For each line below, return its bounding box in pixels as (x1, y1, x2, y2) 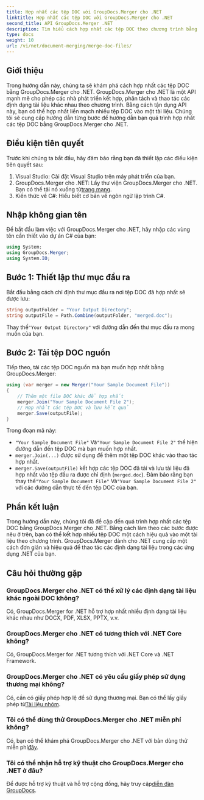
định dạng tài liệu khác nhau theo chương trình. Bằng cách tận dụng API (6, 101, 187, 108)
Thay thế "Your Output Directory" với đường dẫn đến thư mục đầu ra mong (6, 324, 195, 331)
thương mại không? (6, 680, 65, 688)
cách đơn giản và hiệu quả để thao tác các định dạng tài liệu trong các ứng (6, 543, 195, 551)
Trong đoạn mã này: (6, 427, 57, 434)
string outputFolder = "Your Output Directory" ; (6, 306, 132, 313)
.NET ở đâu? (6, 766, 43, 774)
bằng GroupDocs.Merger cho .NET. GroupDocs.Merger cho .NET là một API (6, 88, 196, 95)
